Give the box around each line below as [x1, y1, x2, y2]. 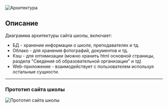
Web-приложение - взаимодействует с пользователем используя [12, 63, 154, 69]
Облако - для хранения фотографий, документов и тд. [12, 47, 128, 53]
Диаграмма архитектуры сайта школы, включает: [5, 32, 112, 38]
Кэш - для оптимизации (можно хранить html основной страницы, [12, 52, 155, 58]
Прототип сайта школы [5, 85, 65, 92]
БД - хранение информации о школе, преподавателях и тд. [12, 42, 140, 48]
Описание [5, 19, 38, 27]
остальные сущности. [12, 68, 59, 74]
